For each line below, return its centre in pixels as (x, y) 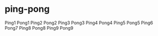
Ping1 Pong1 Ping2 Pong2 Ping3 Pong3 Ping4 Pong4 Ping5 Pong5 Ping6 (79, 23)
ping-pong (27, 9)
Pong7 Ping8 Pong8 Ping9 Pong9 (39, 28)
